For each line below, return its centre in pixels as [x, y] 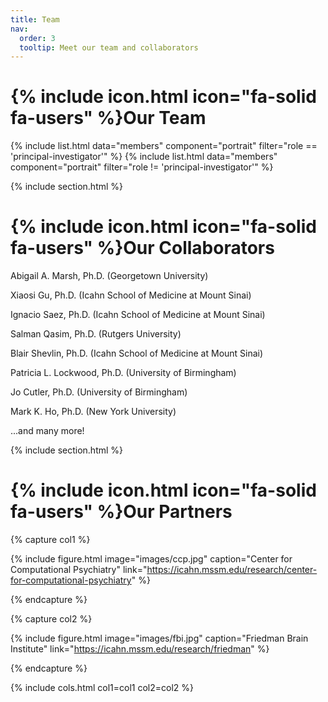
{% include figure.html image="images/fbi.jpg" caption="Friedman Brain [159, 638]
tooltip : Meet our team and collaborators [109, 47]
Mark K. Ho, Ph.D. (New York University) [93, 412]
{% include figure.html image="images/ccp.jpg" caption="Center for [151, 559]
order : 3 [37, 38]
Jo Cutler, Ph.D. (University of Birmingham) [99, 392]
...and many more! [47, 431]
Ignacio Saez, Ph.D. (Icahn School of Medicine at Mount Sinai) [138, 315]
